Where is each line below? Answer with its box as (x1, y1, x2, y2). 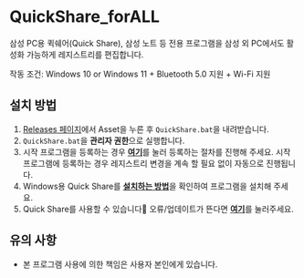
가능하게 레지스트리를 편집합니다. (26, 48, 144, 60)
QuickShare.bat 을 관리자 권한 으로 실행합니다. (22, 135, 185, 146)
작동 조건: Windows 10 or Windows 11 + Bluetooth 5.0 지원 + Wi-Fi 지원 (9, 68, 271, 79)
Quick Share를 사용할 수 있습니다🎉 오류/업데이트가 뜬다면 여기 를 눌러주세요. (22, 203, 294, 214)
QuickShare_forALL (9, 6, 160, 27)
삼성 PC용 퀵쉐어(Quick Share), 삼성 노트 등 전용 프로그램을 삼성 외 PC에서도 (9, 37, 285, 48)
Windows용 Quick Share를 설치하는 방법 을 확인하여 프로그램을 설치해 (22, 180, 272, 191)
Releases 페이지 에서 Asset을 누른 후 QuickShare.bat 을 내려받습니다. (22, 123, 269, 134)
